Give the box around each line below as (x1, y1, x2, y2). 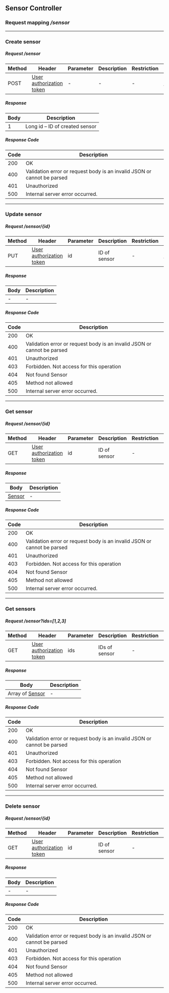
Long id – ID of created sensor (25, 123, 97, 130)
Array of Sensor (8, 690, 45, 697)
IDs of (98, 644, 112, 651)
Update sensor (5, 211, 42, 218)
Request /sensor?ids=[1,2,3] (5, 618, 66, 624)
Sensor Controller (5, 4, 62, 13)
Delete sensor (5, 803, 40, 810)
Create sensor (5, 38, 41, 45)
